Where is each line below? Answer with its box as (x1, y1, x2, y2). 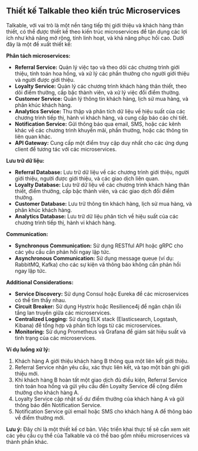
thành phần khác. (6, 438, 48, 445)
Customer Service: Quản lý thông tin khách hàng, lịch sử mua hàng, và (14, 95, 189, 102)
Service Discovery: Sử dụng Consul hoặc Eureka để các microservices (14, 290, 189, 297)
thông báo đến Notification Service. (14, 401, 102, 408)
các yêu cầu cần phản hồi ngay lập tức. (14, 248, 111, 255)
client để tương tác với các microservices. (14, 145, 117, 153)
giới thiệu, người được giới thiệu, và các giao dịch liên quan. (14, 174, 160, 182)
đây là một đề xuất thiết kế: (6, 40, 72, 47)
